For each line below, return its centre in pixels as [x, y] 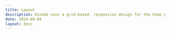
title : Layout [20, 10]
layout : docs [19, 24]
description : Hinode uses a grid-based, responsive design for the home [83, 14]
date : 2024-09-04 [24, 19]
